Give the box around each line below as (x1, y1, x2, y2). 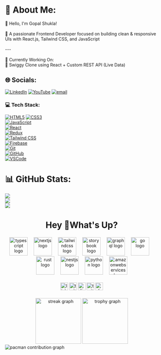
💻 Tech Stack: (5, 101, 40, 108)
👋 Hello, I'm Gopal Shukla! (5, 20, 57, 26)
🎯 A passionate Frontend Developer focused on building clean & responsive (5, 31, 157, 37)
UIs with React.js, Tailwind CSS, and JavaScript (5, 36, 100, 42)
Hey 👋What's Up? (45, 220, 118, 231)
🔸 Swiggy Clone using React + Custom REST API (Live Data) (5, 62, 125, 68)
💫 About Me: (5, 4, 56, 16)
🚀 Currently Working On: (5, 56, 54, 62)
